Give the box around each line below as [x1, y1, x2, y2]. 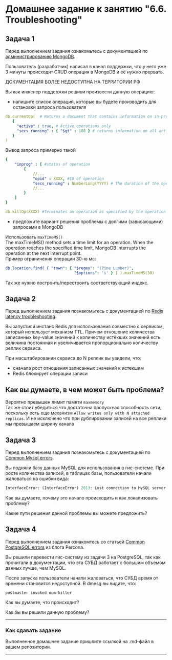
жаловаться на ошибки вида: [5, 475, 69, 482]
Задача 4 [5, 525, 36, 534]
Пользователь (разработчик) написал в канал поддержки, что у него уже [5, 64, 166, 69]
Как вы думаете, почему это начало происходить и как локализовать [5, 494, 158, 501]
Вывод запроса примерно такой [5, 147, 76, 153]
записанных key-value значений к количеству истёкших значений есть [5, 334, 161, 341]
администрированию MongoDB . [5, 53, 76, 59]
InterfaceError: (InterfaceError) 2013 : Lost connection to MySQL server [5, 486, 166, 491]
